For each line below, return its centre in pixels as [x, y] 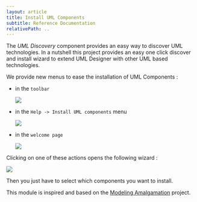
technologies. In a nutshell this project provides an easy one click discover [98, 53]
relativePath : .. [28, 29]
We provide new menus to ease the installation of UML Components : [92, 77]
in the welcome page [39, 135]
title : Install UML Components [45, 18]
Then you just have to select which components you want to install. [90, 181]
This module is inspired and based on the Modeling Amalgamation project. [98, 193]
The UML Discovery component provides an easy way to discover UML [95, 46]
